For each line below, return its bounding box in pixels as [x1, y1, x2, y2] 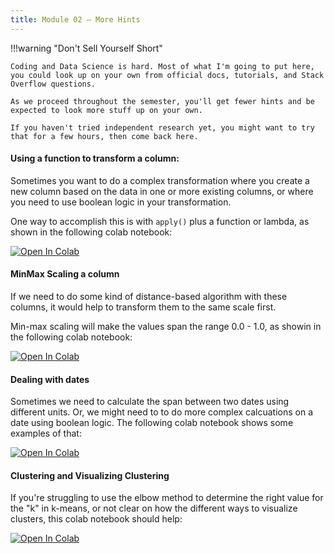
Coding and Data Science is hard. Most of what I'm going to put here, [10, 61, 315, 71]
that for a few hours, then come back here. [10, 131, 199, 141]
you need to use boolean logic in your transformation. [10, 196, 232, 208]
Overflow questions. [10, 79, 97, 89]
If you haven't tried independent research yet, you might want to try [10, 122, 315, 133]
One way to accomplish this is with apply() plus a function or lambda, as [10, 215, 310, 227]
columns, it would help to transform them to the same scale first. [10, 301, 277, 313]
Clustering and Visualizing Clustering [10, 469, 170, 481]
